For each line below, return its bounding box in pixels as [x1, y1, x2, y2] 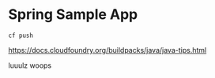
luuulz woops [8, 61, 52, 70]
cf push [8, 32, 34, 39]
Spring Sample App [8, 6, 138, 24]
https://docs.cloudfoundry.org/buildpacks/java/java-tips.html [8, 45, 207, 54]
